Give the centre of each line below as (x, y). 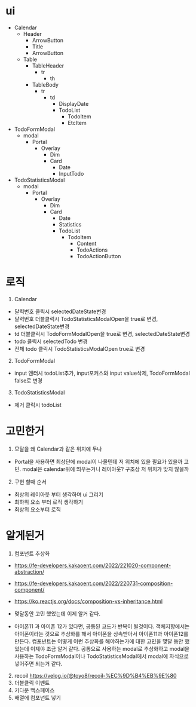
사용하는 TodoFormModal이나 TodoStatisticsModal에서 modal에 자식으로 (101, 656)
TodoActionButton (99, 256)
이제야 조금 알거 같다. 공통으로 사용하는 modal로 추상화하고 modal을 (110, 648)
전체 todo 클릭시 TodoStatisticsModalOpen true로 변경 (79, 348)
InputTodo (71, 173)
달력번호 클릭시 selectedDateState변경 (60, 311)
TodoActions (92, 250)
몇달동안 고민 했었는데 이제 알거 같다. (57, 613)
